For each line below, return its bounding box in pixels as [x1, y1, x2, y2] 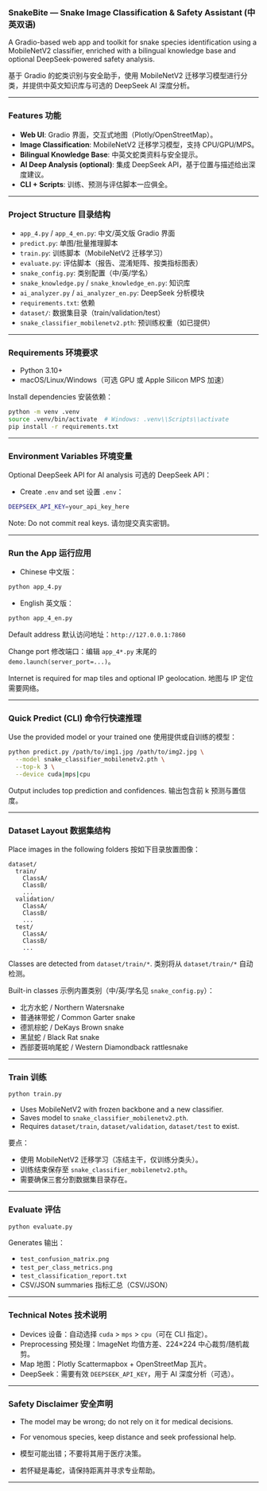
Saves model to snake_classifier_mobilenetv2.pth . [19, 1113, 189, 1123]
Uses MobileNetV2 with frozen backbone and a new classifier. [19, 1104, 224, 1115]
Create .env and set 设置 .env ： [19, 487, 124, 496]
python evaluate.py [8, 1223, 73, 1231]
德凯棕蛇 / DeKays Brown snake [19, 1022, 125, 1032]
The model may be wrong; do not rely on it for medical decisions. [19, 1417, 234, 1427]
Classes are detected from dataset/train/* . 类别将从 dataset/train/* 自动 [8, 959, 253, 968]
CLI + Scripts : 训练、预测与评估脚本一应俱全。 [19, 179, 172, 189]
